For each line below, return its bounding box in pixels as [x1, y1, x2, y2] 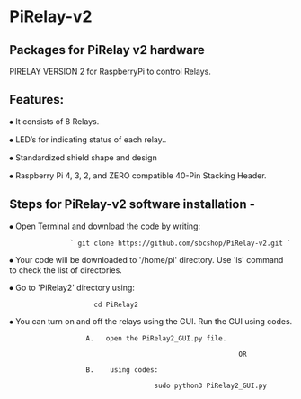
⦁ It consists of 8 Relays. [9, 115, 100, 127]
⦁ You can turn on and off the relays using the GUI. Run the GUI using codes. [9, 315, 293, 326]
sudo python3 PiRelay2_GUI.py [154, 381, 268, 390]
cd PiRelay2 [93, 300, 139, 309]
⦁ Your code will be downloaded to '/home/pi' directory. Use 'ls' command [9, 254, 284, 265]
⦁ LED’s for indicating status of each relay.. [9, 133, 167, 145]
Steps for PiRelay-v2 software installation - [9, 196, 256, 213]
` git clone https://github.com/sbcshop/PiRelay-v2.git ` [69, 239, 292, 248]
